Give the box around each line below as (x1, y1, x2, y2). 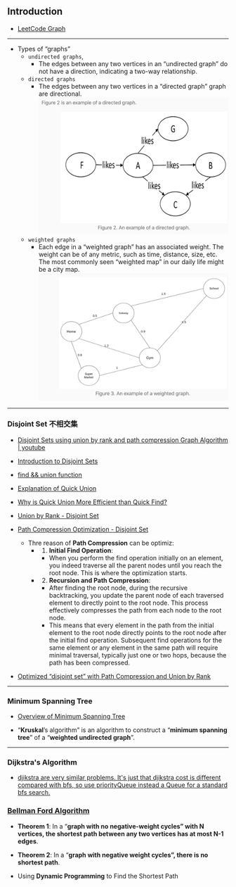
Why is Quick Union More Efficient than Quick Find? (17, 498, 167, 506)
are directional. (38, 89, 82, 98)
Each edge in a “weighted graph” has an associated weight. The (38, 242, 224, 251)
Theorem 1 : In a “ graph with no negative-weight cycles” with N (17, 822, 204, 830)
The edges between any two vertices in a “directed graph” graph (38, 82, 226, 90)
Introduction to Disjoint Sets (17, 457, 98, 465)
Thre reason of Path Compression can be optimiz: (27, 539, 174, 547)
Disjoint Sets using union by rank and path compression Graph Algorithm (17, 436, 228, 444)
